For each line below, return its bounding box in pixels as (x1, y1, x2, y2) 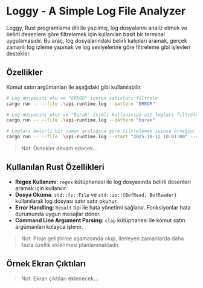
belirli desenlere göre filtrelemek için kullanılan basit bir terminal (6, 30, 165, 37)
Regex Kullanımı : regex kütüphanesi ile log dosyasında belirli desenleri (14, 178, 192, 185)
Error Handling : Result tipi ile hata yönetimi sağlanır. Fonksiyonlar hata (14, 203, 191, 211)
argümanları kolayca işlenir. (14, 223, 83, 230)
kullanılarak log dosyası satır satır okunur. (14, 197, 118, 205)
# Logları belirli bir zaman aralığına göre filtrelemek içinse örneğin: (6, 128, 196, 134)
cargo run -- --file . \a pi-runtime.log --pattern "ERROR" (6, 101, 155, 107)
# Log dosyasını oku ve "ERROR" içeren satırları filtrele (6, 95, 158, 101)
